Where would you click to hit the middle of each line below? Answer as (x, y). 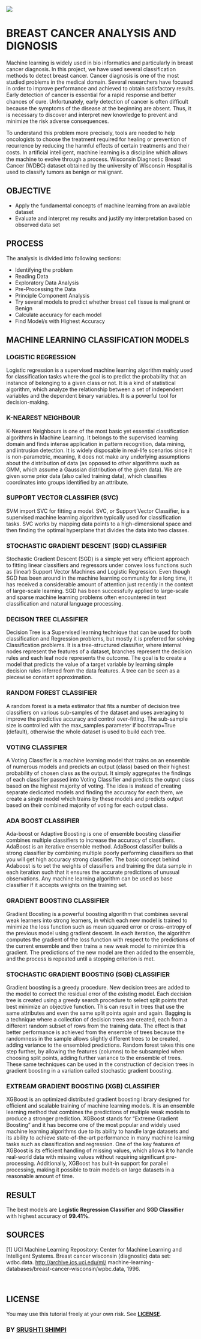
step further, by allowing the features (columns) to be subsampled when (95, 1051)
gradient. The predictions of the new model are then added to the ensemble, (100, 952)
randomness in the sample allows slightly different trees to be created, (93, 1038)
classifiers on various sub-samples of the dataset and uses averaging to (95, 712)
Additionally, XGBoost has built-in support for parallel (102, 1164)
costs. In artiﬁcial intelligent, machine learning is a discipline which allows (97, 152)
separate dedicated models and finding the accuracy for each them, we (95, 792)
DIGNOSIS (32, 46)
